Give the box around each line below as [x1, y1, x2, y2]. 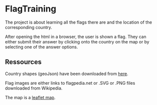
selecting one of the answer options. [5, 44, 78, 50]
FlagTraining [5, 3, 57, 14]
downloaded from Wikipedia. [5, 85, 63, 91]
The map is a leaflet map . [5, 94, 56, 100]
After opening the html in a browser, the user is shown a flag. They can [5, 34, 146, 39]
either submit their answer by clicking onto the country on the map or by [5, 39, 149, 44]
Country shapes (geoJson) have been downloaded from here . [5, 71, 128, 77]
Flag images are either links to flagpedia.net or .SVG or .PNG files [5, 80, 136, 86]
